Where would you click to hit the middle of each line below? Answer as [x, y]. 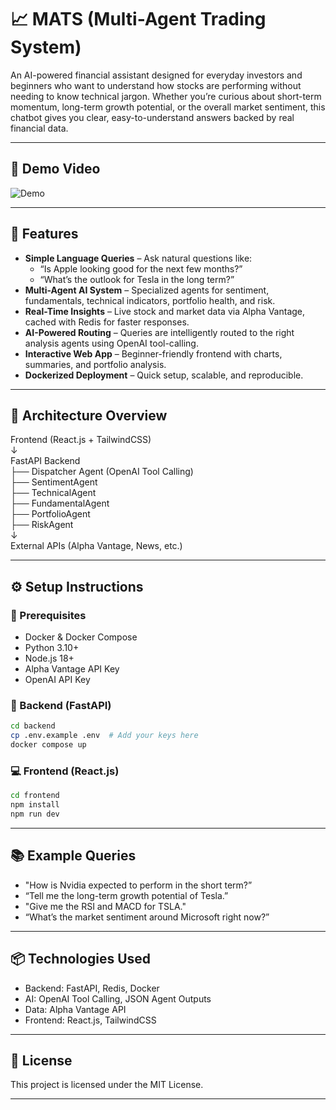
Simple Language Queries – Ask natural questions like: [138, 258]
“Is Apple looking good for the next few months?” [141, 268]
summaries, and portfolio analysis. [95, 364]
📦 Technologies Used [81, 959]
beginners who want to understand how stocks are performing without [156, 85]
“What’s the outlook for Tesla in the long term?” [137, 279]
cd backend [33, 726]
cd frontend [35, 796]
